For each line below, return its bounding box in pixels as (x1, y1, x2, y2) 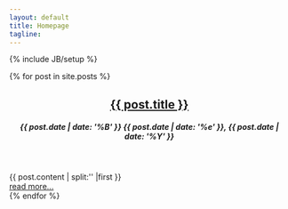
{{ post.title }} (109, 97, 189, 112)
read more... (9, 181, 54, 192)
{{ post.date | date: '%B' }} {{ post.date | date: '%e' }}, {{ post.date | (20, 122, 279, 133)
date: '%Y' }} (124, 131, 175, 142)
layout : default (9, 12, 69, 22)
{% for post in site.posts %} (9, 71, 111, 82)
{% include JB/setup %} (9, 54, 98, 65)
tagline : (9, 29, 42, 38)
